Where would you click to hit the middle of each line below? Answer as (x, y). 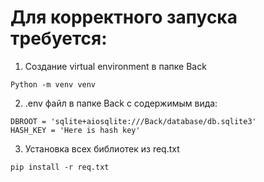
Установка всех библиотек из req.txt (102, 148)
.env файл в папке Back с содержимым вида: (121, 103)
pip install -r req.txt (60, 167)
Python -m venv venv (53, 84)
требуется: (59, 38)
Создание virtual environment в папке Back (115, 66)
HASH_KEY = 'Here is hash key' (75, 130)
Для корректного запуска (124, 17)
